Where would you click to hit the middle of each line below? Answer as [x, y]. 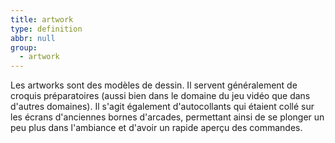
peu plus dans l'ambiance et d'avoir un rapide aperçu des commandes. [156, 128]
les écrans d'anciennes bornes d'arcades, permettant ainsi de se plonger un [167, 117]
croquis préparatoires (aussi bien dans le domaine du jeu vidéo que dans [160, 96]
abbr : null [33, 38]
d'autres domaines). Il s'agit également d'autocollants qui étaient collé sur [162, 107]
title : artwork [42, 19]
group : [24, 47]
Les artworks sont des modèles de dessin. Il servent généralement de [154, 85]
